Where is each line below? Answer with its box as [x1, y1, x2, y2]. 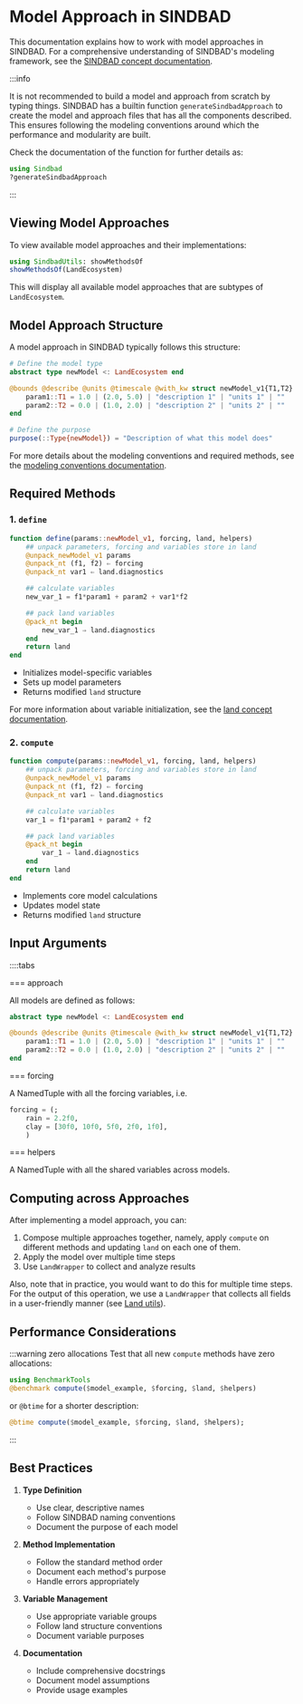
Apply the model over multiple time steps [22, 1252, 176, 1263]
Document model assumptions [35, 1674, 151, 1686]
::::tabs [9, 959, 35, 970]
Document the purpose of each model [35, 1521, 179, 1532]
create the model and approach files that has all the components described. [9, 110, 292, 120]
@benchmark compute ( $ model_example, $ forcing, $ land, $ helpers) [9, 1383, 257, 1392]
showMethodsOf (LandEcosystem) [9, 265, 124, 274]
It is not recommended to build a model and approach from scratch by [9, 91, 271, 101]
